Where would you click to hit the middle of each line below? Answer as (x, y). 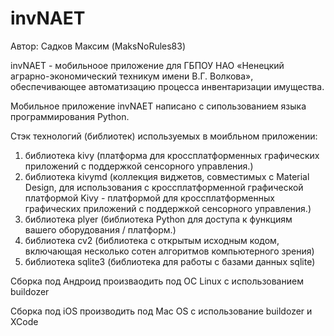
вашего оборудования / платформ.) (100, 229)
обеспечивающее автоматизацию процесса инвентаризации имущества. (167, 86)
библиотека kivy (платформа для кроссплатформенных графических (172, 155)
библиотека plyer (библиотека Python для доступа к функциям (158, 219)
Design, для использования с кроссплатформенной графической (164, 187)
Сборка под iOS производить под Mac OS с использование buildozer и (161, 311)
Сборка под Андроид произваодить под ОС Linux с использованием (157, 281)
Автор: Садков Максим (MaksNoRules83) (98, 46)
